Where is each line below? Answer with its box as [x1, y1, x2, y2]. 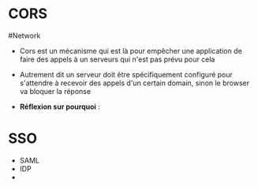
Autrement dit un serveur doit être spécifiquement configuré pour [19, 69, 233, 79]
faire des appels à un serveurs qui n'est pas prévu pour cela [19, 54, 215, 64]
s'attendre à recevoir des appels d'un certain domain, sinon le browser [19, 78, 250, 88]
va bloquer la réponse [19, 86, 92, 95]
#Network [8, 31, 41, 40]
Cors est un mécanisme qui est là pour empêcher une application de [19, 46, 242, 55]
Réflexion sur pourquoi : [19, 102, 101, 111]
